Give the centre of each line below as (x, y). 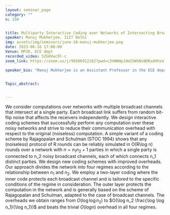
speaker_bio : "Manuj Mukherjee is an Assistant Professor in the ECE (80, 70)
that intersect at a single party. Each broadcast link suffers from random (80, 112)
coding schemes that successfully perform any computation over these (80, 123)
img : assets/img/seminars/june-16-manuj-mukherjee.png (64, 42)
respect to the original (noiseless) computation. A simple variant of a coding (84, 134)
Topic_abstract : (22, 84)
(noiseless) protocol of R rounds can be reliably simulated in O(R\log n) (79, 144)
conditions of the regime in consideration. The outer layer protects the (78, 184)
